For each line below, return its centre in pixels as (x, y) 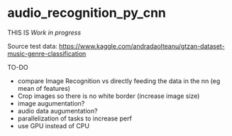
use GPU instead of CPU (54, 125)
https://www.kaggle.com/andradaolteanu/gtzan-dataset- (142, 46)
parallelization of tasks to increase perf (75, 118)
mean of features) (44, 88)
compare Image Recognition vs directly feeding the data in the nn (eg (119, 81)
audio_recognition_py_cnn (87, 13)
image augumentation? (51, 103)
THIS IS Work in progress (44, 32)
